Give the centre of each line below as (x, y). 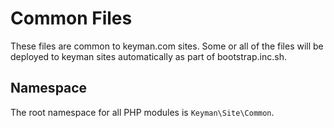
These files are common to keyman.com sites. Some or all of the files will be (167, 46)
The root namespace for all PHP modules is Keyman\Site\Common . (142, 112)
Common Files (71, 18)
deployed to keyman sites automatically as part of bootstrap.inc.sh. (148, 56)
